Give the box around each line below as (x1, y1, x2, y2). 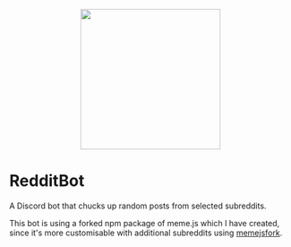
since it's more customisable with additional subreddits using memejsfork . (9, 227, 283, 238)
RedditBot (9, 171, 85, 191)
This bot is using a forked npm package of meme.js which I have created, (9, 217, 280, 228)
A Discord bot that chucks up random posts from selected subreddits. (9, 200, 267, 211)
